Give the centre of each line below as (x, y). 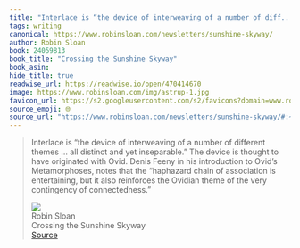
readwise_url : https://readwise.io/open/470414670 (105, 84)
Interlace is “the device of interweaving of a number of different (148, 143)
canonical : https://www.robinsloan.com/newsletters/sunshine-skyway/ (142, 34)
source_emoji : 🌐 (40, 109)
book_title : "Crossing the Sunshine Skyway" (93, 59)
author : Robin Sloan (48, 42)
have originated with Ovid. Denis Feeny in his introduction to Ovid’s (154, 161)
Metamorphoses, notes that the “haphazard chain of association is (154, 171)
